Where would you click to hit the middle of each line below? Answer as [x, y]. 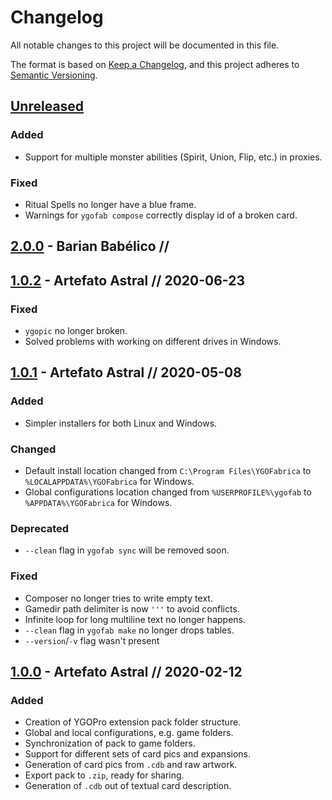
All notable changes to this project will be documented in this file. [145, 45]
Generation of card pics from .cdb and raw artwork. [131, 765]
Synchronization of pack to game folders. [110, 743]
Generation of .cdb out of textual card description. [128, 786]
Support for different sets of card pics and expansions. [138, 754]
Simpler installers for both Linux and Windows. [121, 423]
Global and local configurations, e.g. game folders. [129, 733]
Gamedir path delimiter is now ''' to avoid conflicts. [132, 608]
